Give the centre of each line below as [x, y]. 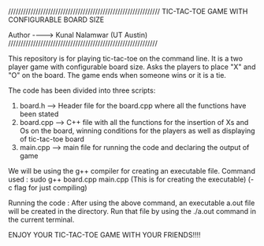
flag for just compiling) [51, 187]
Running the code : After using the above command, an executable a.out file [132, 203]
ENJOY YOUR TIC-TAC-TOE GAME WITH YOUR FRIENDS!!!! [104, 235]
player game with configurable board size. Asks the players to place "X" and [132, 67]
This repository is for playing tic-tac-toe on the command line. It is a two [125, 59]
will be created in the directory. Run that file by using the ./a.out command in [132, 211]
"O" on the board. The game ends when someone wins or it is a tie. [117, 75]
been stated [39, 114]
